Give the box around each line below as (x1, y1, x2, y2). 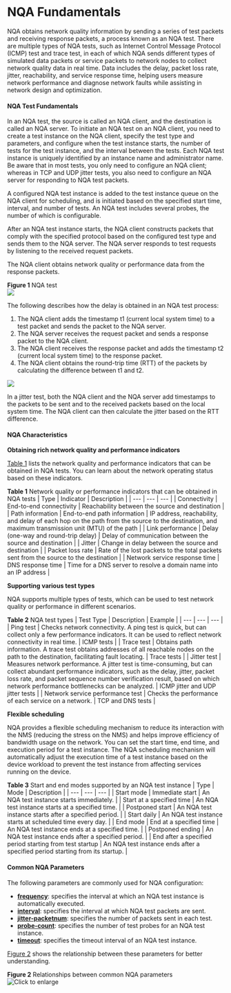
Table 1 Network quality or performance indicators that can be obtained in (7, 487, 217, 495)
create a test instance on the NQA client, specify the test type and (7, 132, 194, 140)
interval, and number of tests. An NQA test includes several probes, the (7, 204, 210, 212)
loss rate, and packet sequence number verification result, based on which (7, 675, 220, 683)
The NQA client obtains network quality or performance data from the (7, 260, 205, 268)
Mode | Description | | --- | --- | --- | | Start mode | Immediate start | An (7, 788, 210, 796)
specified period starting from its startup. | (7, 847, 128, 855)
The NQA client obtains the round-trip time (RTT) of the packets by (17, 359, 208, 367)
